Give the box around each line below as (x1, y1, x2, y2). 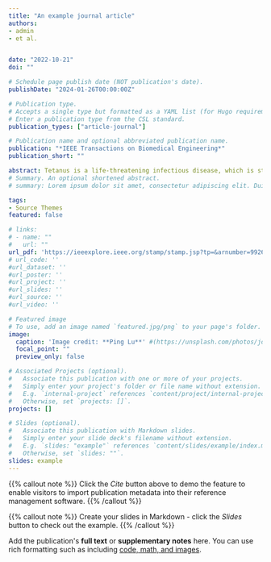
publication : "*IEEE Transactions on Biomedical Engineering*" (8, 144, 226, 153)
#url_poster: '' (8, 271, 63, 279)
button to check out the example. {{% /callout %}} (8, 520, 175, 530)
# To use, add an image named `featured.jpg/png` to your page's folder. (8, 323, 262, 331)
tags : (8, 196, 27, 204)
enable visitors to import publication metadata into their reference (8, 487, 227, 497)
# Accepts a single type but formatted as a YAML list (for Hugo (8, 107, 232, 115)
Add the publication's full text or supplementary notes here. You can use (8, 535, 254, 545)
